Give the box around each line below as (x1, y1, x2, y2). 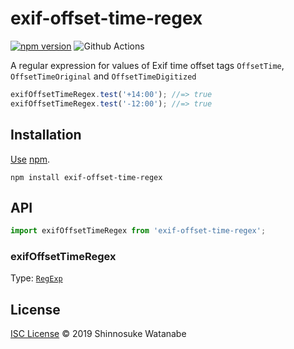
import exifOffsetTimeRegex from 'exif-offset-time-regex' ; (10, 226, 267, 236)
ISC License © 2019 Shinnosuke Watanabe (10, 328, 187, 340)
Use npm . (10, 153, 51, 165)
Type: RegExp (10, 272, 63, 284)
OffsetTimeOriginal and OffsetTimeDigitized (10, 70, 197, 82)
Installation (10, 127, 82, 144)
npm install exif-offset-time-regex (10, 172, 163, 182)
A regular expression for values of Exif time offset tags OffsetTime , (10, 59, 285, 71)
